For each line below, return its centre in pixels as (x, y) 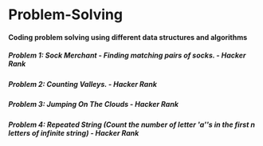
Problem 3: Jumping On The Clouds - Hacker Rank (94, 105)
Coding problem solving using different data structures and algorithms (128, 37)
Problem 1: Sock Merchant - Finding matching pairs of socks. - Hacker (127, 55)
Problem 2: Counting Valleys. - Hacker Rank (83, 84)
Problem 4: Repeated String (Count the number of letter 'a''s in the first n (131, 124)
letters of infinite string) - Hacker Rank (74, 132)
